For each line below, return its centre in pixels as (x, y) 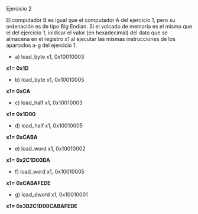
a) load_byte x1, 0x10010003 (49, 57)
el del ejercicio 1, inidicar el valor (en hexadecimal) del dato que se (87, 33)
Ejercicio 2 (19, 9)
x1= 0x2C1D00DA (28, 160)
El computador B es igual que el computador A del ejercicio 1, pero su (91, 20)
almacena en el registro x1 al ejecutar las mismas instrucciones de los (91, 39)
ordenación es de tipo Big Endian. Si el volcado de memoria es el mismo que (99, 26)
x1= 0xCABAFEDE (29, 183)
